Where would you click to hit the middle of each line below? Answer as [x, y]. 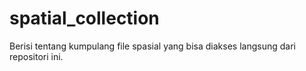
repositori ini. [36, 56]
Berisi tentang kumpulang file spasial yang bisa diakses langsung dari [152, 46]
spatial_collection [84, 18]
